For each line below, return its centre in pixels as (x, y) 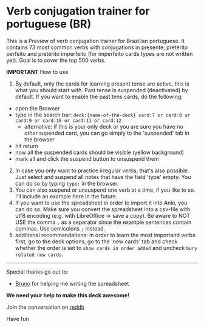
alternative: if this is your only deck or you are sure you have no (104, 126)
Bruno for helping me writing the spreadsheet (72, 283)
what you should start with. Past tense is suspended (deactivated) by (101, 90)
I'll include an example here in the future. (66, 196)
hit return (26, 146)
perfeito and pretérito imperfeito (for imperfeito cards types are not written (100, 53)
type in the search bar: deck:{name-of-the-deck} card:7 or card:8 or (103, 115)
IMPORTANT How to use (37, 72)
